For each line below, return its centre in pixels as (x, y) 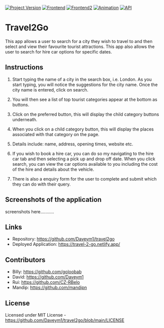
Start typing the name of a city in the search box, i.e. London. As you (82, 79)
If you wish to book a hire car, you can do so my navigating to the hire (83, 153)
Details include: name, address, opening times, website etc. (73, 144)
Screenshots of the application (53, 200)
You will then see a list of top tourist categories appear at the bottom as (85, 99)
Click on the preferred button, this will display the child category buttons (85, 114)
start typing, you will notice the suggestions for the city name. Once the (85, 85)
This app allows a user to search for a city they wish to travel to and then (79, 41)
